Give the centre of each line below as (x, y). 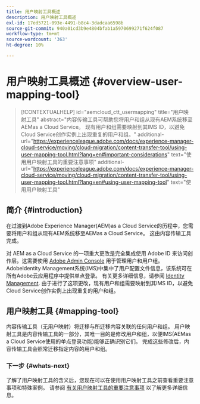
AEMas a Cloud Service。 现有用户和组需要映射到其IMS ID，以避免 (103, 127)
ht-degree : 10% (25, 45)
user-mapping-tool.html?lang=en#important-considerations (94, 154)
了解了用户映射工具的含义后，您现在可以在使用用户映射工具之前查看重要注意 (100, 380)
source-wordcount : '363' (37, 39)
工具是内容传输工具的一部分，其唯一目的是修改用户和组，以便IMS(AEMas (101, 334)
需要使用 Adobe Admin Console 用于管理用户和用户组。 (95, 261)
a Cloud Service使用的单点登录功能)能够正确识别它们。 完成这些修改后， (95, 341)
